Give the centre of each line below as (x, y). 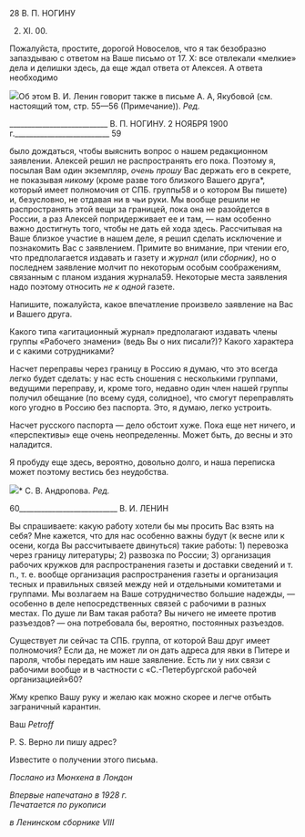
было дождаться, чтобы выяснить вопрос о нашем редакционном (139, 151)
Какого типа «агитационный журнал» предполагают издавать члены (143, 331)
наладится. (31, 444)
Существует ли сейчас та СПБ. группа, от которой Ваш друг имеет (140, 641)
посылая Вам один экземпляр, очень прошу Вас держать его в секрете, (150, 170)
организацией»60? (46, 679)
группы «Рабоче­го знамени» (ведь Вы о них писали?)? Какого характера (152, 341)
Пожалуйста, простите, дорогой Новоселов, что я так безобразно (138, 48)
